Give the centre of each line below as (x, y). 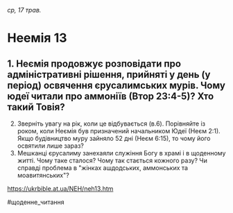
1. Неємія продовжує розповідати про (94, 63)
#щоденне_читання (36, 202)
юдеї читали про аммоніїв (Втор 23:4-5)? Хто (111, 96)
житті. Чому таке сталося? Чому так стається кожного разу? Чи (112, 160)
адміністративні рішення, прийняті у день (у (109, 75)
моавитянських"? (43, 175)
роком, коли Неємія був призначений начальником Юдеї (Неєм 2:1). (119, 131)
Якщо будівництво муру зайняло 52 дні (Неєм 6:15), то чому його (114, 138)
